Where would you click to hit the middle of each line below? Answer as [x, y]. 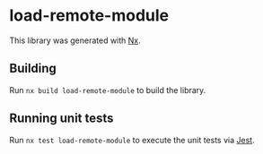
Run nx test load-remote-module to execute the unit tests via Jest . [132, 140]
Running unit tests [61, 119]
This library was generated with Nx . [75, 40]
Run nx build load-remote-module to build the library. [108, 90]
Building [33, 68]
